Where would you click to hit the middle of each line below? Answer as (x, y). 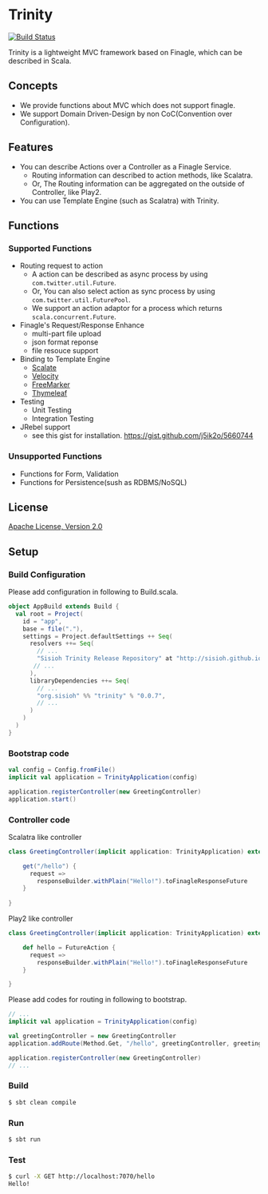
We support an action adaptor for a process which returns (127, 308)
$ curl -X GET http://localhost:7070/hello (82, 1176)
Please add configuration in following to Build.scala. (93, 592)
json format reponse (65, 342)
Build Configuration (47, 575)
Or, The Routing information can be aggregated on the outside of (138, 183)
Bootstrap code (39, 753)
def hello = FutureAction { (69, 947)
